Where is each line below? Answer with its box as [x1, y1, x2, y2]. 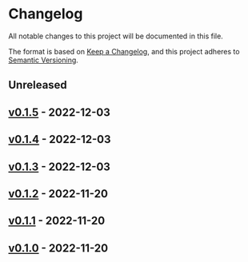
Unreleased [8, 78, 68, 92]
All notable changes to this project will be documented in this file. [8, 31, 224, 41]
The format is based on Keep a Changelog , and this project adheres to [8, 46, 240, 56]
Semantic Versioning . [8, 55, 78, 65]
